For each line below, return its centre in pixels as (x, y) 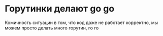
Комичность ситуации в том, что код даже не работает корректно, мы (81, 22)
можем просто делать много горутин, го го (52, 27)
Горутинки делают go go (60, 9)
